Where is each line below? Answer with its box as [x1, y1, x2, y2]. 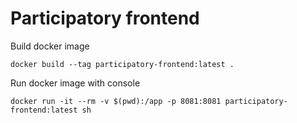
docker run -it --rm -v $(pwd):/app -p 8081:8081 [10, 96, 222, 106]
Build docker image [10, 40, 90, 52]
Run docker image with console [10, 77, 141, 89]
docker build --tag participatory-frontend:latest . [10, 59, 235, 69]
